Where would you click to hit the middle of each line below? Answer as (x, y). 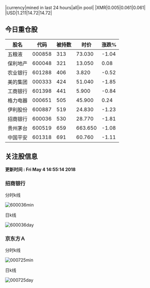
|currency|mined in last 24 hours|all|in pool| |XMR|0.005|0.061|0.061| (75, 8)
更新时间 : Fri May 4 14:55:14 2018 (40, 169)
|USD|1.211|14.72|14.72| (29, 13)
